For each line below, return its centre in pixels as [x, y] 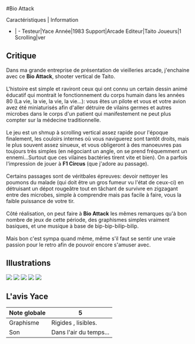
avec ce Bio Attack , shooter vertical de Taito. [61, 76]
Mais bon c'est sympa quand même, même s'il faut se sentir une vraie [91, 238]
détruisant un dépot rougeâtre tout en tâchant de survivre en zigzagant [92, 188]
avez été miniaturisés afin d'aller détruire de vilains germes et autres [89, 107]
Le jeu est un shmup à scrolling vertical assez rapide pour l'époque [87, 132]
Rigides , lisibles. [74, 323]
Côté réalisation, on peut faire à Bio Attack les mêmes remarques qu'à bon [96, 213]
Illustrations [28, 263]
